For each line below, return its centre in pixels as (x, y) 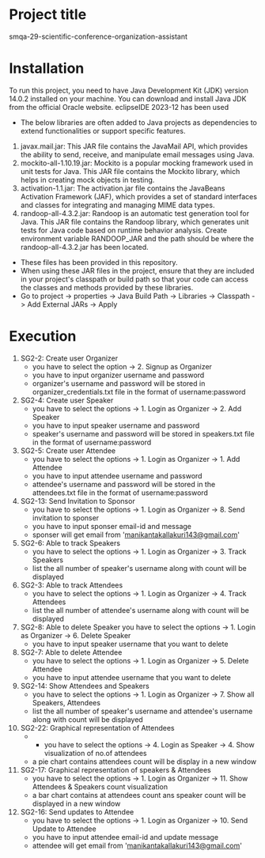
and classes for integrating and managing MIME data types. (117, 205)
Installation (47, 68)
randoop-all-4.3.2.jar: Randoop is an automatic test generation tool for (135, 213)
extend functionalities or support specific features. (103, 130)
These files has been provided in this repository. (99, 262)
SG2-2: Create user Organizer (69, 358)
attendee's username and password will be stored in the (124, 484)
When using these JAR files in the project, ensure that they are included (137, 270)
